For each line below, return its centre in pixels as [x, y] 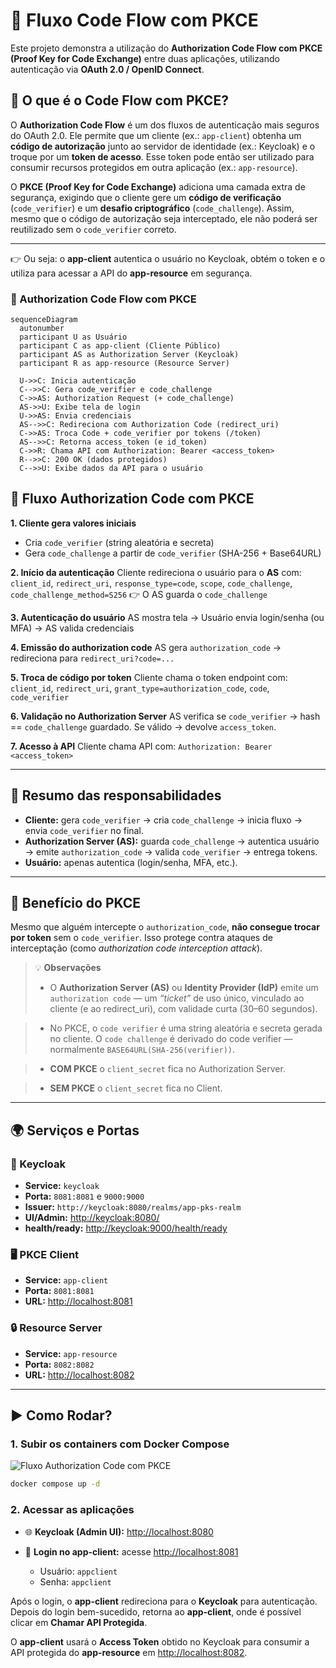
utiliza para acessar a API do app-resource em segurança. [131, 273]
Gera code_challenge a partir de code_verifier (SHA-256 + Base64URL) [173, 553]
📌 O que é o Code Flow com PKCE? [119, 100]
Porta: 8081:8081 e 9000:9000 [84, 1196]
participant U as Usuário [73, 337]
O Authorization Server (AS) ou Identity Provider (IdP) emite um [184, 988]
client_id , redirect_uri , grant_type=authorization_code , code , [140, 688]
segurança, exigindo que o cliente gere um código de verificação [146, 197]
